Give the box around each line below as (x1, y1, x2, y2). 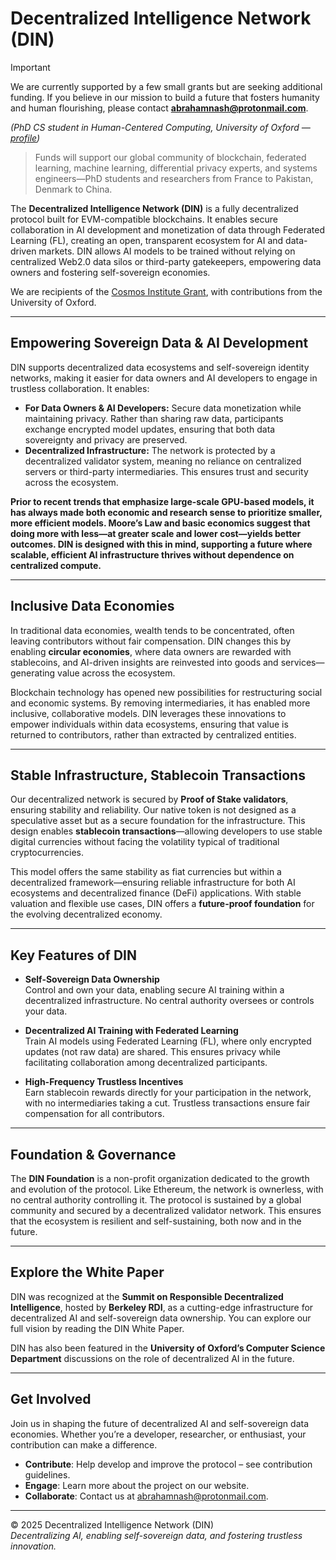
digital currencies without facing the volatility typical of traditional (10, 836, 280, 848)
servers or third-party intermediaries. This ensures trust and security (24, 465, 309, 477)
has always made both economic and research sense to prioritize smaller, (10, 506, 323, 518)
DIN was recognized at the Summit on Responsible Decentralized (10, 1290, 284, 1302)
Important (10, 61, 51, 73)
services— (280, 656, 325, 668)
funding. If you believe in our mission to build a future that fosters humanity (10, 91, 320, 103)
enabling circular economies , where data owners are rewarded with (10, 645, 292, 657)
